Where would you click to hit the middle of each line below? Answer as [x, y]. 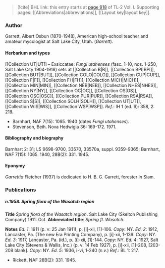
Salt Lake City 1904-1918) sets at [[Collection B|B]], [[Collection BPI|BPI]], [80, 69]
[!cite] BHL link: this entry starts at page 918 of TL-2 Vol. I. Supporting [88, 7]
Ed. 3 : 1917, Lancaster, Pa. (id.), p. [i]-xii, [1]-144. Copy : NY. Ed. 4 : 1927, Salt [82, 240]
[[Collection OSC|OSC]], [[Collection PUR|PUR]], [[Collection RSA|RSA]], [79, 96]
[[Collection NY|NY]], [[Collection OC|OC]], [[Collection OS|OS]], [71, 90]
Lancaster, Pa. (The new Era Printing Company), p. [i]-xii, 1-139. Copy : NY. [81, 234]
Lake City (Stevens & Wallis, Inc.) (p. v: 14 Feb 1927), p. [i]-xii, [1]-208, [76, 245]
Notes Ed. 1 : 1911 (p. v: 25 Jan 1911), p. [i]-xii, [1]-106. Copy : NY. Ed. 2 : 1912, [82, 229]
